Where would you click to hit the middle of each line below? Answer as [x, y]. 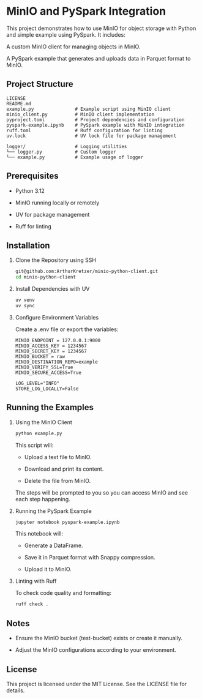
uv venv [25, 300]
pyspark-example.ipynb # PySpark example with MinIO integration [95, 125]
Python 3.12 [30, 190]
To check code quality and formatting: [63, 593]
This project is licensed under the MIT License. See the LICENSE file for [97, 684]
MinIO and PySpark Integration [86, 11]
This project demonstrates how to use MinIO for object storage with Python [101, 28]
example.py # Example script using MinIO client [89, 109]
